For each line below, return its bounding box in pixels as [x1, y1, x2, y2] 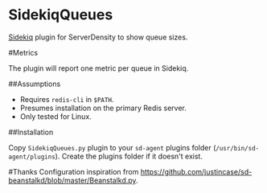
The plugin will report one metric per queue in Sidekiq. [8, 63, 189, 73]
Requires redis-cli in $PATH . [19, 94, 114, 104]
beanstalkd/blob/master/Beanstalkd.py [8, 175, 137, 185]
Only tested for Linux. [19, 111, 92, 121]
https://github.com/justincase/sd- [140, 166, 253, 176]
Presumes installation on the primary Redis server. [19, 103, 187, 113]
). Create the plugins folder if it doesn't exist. [55, 151, 203, 161]
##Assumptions [8, 79, 61, 88]
